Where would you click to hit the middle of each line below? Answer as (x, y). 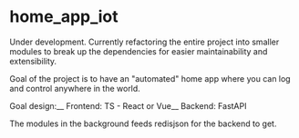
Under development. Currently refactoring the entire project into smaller (144, 42)
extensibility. (33, 61)
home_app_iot (64, 17)
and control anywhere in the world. (75, 88)
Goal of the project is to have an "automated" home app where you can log (150, 78)
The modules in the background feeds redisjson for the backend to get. (143, 123)
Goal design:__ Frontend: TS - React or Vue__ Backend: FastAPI (128, 105)
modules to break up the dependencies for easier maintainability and (139, 51)
